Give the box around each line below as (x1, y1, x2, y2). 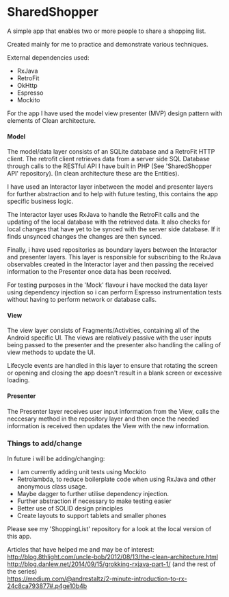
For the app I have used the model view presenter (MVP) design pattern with (7, 109, 223, 117)
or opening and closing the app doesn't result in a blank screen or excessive (7, 368, 222, 377)
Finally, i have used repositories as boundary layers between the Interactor (7, 246, 217, 254)
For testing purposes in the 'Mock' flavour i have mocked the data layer (7, 281, 208, 289)
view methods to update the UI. (7, 348, 96, 357)
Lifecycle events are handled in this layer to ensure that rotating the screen (7, 362, 217, 370)
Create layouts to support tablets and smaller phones (16, 511, 167, 519)
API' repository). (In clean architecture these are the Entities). (7, 169, 180, 178)
